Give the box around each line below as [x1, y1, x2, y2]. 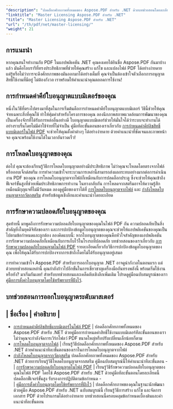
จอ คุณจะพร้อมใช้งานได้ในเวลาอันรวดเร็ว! [6, 134, 76, 140]
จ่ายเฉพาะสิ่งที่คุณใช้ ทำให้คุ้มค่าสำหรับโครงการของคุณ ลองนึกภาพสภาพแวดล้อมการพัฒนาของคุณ [6, 111, 167, 117]
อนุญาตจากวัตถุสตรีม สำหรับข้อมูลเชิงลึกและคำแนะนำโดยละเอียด [6, 192, 113, 198]
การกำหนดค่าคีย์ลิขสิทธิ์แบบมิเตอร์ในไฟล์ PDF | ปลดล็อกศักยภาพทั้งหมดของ [13, 323, 142, 329]
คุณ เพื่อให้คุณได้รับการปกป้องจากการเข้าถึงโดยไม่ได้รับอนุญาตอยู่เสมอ [6, 249, 123, 256]
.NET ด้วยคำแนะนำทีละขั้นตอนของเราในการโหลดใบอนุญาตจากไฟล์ [13, 346, 127, 353]
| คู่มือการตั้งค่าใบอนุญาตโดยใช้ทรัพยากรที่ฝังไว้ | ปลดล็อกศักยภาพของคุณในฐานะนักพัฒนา [13, 381, 165, 387]
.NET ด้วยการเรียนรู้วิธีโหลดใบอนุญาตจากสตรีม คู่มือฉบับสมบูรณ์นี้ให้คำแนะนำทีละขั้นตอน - [13, 358, 168, 364]
